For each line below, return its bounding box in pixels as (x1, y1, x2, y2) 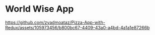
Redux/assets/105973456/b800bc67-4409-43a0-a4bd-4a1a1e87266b (5, 24, 150, 30)
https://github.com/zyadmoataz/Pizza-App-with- (5, 19, 105, 25)
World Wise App (5, 3, 74, 15)
